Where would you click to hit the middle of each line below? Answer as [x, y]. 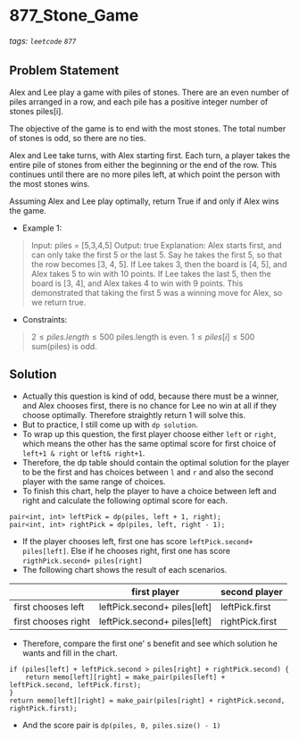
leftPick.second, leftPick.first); [75, 684]
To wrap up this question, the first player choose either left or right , [149, 433]
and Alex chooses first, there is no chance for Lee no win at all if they [149, 405]
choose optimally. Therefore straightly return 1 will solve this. [134, 415]
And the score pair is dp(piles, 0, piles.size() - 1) [121, 725]
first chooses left [49, 607]
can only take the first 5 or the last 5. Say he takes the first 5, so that [157, 255]
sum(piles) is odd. [64, 346]
